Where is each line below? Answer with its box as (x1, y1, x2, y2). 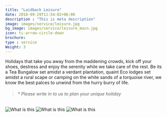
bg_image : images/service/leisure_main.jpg (5, 26, 98, 31)
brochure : (5, 35, 26, 40)
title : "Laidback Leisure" (5, 7, 62, 12)
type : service (5, 40, 37, 45)
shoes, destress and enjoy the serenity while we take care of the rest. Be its (5, 63, 162, 69)
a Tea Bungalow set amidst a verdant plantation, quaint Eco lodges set (5, 68, 151, 75)
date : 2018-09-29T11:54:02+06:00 (5, 12, 75, 17)
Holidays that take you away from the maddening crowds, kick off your (5, 58, 152, 64)
